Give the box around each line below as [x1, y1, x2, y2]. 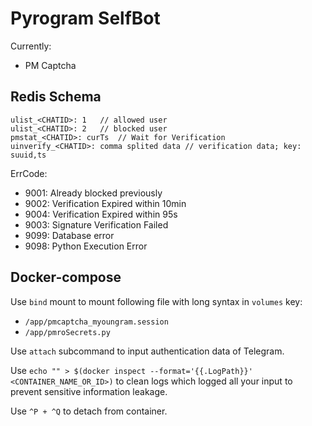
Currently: [10, 40, 52, 52]
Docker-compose [10, 269, 122, 286]
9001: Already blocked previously [24, 187, 163, 199]
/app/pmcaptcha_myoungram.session [24, 317, 169, 327]
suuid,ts [10, 150, 47, 160]
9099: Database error [24, 229, 115, 241]
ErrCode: [10, 167, 48, 179]
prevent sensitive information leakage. [10, 385, 168, 397]
